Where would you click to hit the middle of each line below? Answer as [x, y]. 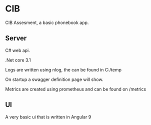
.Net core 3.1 [18, 60]
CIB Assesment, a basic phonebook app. [47, 22]
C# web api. [17, 50]
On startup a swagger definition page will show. [54, 79]
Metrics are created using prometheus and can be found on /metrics [76, 89]
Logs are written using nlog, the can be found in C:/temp [63, 69]
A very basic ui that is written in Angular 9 [48, 117]
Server [16, 38]
